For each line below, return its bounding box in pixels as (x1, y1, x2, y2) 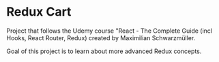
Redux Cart (6, 4, 72, 20)
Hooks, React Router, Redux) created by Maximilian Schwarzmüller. (6, 33, 196, 42)
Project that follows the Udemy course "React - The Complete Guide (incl (6, 27, 213, 35)
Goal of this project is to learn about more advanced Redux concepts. (6, 47, 202, 55)
